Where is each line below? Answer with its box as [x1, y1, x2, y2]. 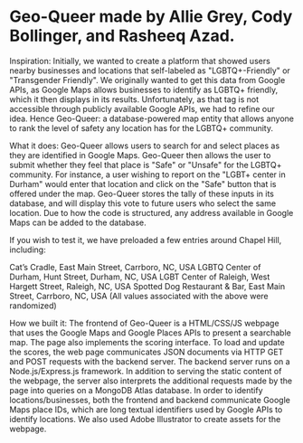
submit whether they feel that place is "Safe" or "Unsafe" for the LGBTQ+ [9, 159, 282, 170]
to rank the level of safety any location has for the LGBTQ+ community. [9, 122, 274, 133]
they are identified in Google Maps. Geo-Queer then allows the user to [9, 149, 271, 160]
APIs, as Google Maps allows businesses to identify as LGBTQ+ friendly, [9, 84, 279, 95]
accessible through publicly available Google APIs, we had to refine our [9, 103, 275, 114]
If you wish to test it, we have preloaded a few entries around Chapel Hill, [9, 234, 282, 245]
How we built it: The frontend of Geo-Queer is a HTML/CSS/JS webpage [9, 317, 279, 328]
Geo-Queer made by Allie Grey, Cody [9, 6, 293, 27]
